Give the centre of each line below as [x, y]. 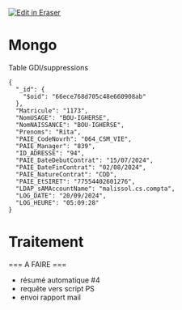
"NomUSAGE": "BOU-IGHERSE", [63, 117]
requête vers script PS [57, 288]
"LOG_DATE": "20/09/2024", [61, 195]
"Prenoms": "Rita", [49, 132]
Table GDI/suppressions [49, 67]
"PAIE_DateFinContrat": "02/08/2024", [81, 167]
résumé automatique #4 [60, 280]
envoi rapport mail [50, 297]
